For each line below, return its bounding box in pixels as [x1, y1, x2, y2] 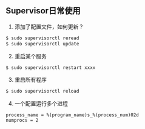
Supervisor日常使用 [5, 5, 81, 16]
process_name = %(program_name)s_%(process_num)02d [5, 112, 139, 118]
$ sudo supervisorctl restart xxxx [5, 64, 96, 71]
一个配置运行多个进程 [14, 100, 68, 107]
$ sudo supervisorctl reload [5, 88, 79, 94]
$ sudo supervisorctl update [5, 41, 79, 47]
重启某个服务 [14, 52, 47, 59]
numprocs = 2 [5, 117, 39, 124]
